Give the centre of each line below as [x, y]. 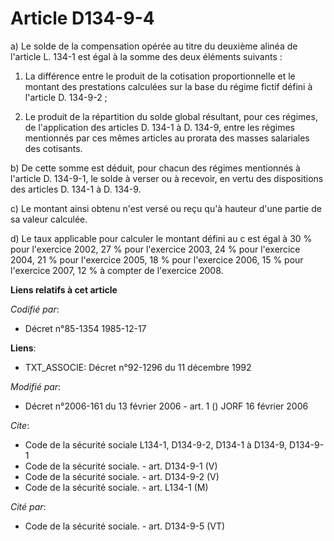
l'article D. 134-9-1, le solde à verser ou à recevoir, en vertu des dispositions [167, 178]
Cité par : [28, 506]
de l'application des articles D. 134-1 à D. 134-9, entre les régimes [159, 127]
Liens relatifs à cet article [64, 289]
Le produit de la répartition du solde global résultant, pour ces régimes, [171, 116]
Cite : [20, 425]
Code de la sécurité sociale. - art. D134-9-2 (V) [122, 476]
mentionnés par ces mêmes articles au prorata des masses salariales [167, 138]
